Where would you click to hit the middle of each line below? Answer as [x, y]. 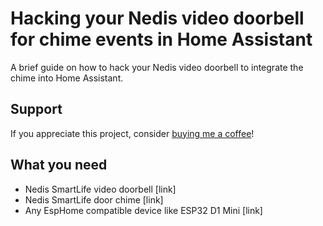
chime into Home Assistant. [67, 78]
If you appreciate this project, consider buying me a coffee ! [132, 133]
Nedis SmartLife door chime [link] [94, 199]
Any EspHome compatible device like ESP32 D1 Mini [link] [143, 210]
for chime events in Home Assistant [161, 39]
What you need [59, 165]
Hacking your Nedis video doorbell [157, 18]
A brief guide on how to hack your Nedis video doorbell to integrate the [157, 67]
